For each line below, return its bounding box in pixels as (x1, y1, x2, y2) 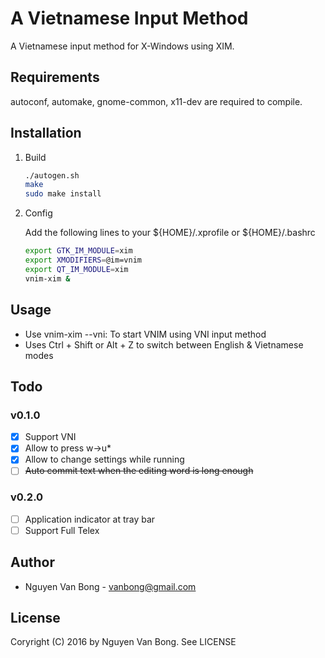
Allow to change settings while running (24, 453, 185, 466)
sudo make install (24, 189, 102, 199)
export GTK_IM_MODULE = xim (24, 246, 133, 256)
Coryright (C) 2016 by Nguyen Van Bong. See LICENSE (10, 636, 237, 648)
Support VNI (24, 431, 77, 443)
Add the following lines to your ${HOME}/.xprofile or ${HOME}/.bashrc (24, 227, 316, 239)
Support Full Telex (24, 524, 100, 536)
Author (10, 554, 55, 571)
